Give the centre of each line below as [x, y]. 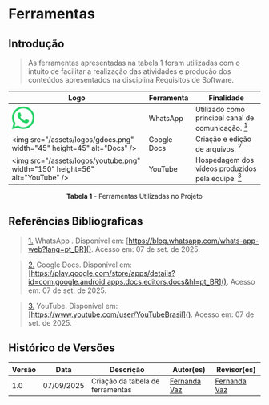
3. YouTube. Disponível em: [73, 306]
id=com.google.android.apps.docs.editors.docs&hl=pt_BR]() [127, 281]
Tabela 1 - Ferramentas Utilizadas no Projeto [134, 196]
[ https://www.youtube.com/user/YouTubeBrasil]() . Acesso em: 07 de [141, 314]
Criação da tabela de [125, 381]
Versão [24, 369]
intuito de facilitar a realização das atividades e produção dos [129, 71]
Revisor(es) [236, 369]
